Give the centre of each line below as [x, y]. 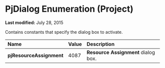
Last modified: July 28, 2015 [34, 23]
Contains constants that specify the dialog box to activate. [64, 32]
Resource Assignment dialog [121, 52]
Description [101, 44]
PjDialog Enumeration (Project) [69, 9]
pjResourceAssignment [36, 55]
